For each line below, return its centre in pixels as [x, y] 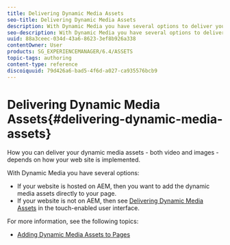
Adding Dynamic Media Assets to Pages [74, 235]
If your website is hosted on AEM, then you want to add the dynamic [113, 186]
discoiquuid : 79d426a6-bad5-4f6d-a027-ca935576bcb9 [82, 70]
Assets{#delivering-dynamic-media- [115, 119]
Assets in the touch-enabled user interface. [78, 208]
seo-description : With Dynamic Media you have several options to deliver [116, 33]
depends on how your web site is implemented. [74, 160]
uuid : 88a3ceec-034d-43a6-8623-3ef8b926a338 [72, 39]
